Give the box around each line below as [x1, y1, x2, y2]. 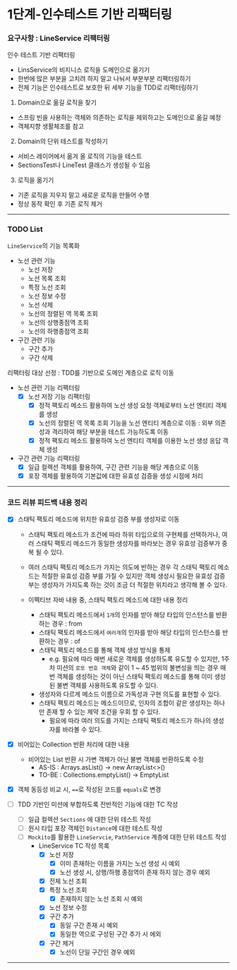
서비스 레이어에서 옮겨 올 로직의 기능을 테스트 [17, 152, 142, 161]
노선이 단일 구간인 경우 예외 [59, 947, 135, 956]
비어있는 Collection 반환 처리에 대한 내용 [17, 740, 130, 748]
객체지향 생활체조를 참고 [17, 122, 85, 131]
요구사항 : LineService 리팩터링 [7, 33, 111, 43]
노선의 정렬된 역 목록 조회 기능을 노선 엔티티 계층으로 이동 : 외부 [38, 418, 214, 427]
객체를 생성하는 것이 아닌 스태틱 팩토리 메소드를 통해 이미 [56, 672, 213, 681]
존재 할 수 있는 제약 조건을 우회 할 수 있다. [46, 707, 161, 716]
